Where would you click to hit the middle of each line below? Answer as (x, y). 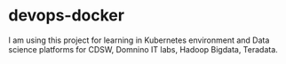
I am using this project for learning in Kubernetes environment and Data (139, 40)
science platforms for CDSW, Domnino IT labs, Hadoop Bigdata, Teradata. (143, 49)
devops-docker (67, 16)
